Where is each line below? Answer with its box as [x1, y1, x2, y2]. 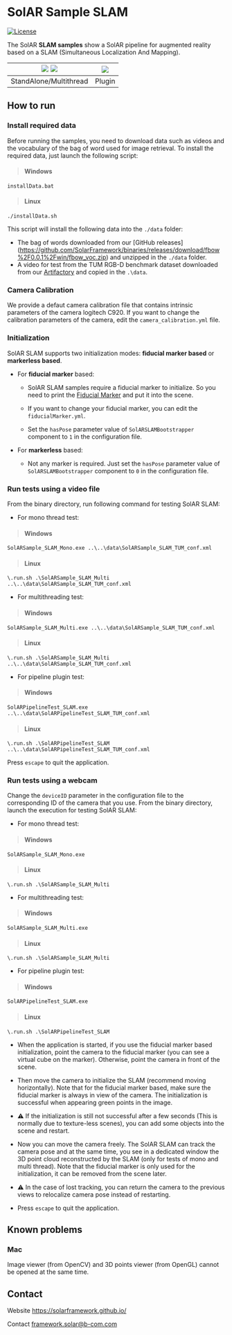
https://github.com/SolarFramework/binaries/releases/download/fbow [19, 246, 220, 254]
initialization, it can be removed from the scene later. [17, 1169, 168, 1178]
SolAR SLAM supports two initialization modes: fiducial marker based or [7, 349, 215, 357]
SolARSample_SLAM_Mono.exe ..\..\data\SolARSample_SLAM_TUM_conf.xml [7, 545, 213, 552]
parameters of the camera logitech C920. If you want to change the [7, 309, 199, 317]
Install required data [7, 121, 76, 131]
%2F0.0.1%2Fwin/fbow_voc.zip [17, 253, 107, 261]
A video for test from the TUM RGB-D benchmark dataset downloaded [17, 261, 218, 269]
